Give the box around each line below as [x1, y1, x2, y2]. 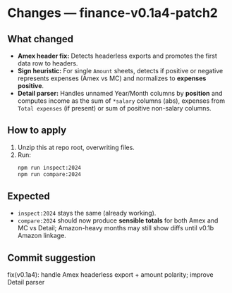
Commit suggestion [7, 251, 97, 263]
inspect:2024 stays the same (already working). [17, 209, 157, 218]
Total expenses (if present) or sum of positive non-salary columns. [17, 104, 212, 112]
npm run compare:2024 [17, 170, 81, 177]
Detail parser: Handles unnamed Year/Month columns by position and [17, 89, 223, 97]
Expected [7, 190, 51, 202]
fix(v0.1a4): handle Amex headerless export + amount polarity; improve [7, 270, 214, 279]
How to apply [7, 125, 67, 137]
